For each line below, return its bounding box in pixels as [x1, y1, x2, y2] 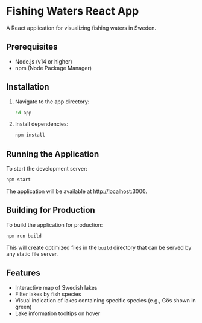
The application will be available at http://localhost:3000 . [6, 188, 148, 195]
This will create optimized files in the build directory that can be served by [6, 244, 192, 251]
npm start [6, 177, 31, 183]
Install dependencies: [14, 120, 69, 128]
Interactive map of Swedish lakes [14, 284, 98, 291]
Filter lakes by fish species [14, 290, 81, 298]
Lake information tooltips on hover [14, 310, 101, 317]
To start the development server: [6, 165, 88, 172]
